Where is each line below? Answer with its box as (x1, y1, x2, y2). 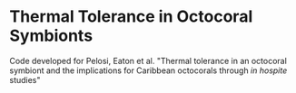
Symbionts (9, 25, 94, 46)
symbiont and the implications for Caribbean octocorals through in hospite (9, 65, 288, 76)
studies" (9, 74, 41, 85)
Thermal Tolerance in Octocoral (9, 6, 253, 27)
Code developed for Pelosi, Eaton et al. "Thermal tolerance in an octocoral (9, 55, 288, 66)
